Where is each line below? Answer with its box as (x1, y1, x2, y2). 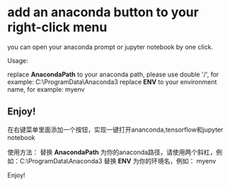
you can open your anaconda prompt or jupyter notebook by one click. (7, 42, 214, 51)
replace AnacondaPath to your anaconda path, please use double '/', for (7, 70, 219, 79)
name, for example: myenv (7, 85, 85, 93)
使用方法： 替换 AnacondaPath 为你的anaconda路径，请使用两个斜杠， (7, 148, 217, 156)
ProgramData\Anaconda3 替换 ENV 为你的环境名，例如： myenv (28, 156, 217, 165)
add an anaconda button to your (7, 4, 200, 21)
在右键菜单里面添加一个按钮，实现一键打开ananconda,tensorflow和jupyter (7, 125, 224, 134)
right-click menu (7, 19, 108, 35)
